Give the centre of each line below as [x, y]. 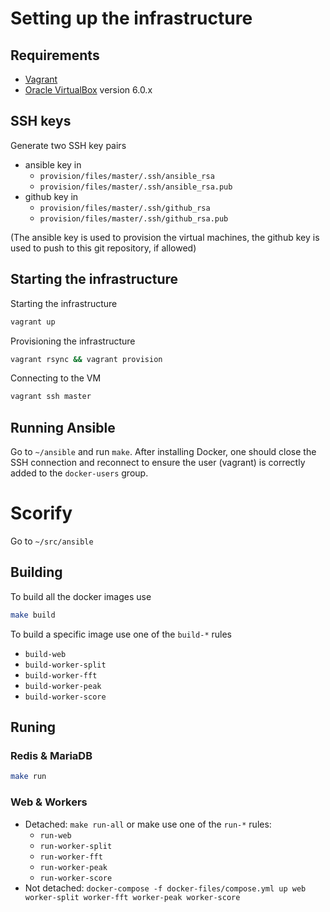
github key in [51, 196]
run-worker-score [76, 878]
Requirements [55, 55]
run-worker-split [76, 846]
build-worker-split [65, 665]
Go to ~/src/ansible [52, 541]
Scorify [41, 513]
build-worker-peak [63, 686]
